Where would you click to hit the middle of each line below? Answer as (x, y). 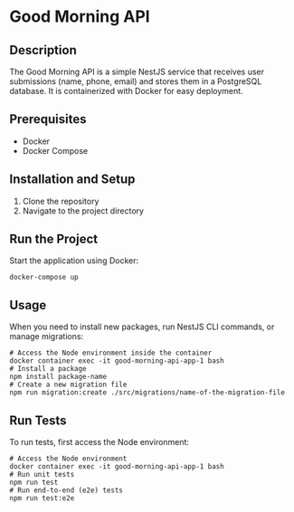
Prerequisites (48, 119)
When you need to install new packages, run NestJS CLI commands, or (142, 327)
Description (43, 50)
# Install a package (48, 369)
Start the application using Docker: (74, 261)
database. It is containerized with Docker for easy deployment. (126, 91)
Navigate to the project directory (83, 211)
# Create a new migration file (68, 385)
